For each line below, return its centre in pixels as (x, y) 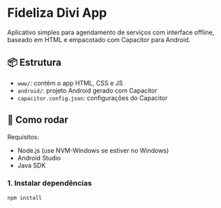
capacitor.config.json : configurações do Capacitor (92, 98)
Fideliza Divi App (57, 13)
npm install (24, 197)
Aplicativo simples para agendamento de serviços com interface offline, (111, 32)
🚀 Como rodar (38, 120)
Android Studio (39, 158)
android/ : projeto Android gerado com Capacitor (87, 90)
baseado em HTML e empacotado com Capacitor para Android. (99, 39)
